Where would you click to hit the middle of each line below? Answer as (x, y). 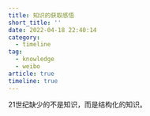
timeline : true (33, 81)
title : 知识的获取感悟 (41, 15)
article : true (32, 74)
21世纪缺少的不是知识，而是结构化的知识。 (78, 104)
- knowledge (35, 60)
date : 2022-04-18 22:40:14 (52, 30)
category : (24, 37)
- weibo (28, 67)
